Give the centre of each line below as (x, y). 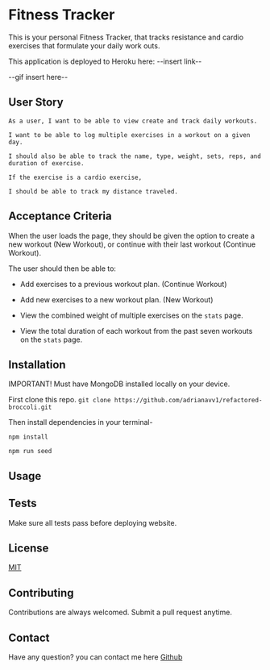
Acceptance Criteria (60, 216)
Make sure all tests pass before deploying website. (93, 522)
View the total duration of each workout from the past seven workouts (136, 331)
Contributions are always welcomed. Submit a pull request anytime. (120, 612)
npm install (28, 437)
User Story (36, 102)
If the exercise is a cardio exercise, (75, 177)
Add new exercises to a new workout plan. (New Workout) (116, 299)
